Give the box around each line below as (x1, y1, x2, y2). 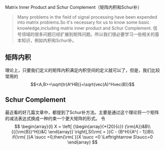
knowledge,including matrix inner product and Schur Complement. (17, 25, 152, 31)
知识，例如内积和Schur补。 (21, 37, 77, 43)
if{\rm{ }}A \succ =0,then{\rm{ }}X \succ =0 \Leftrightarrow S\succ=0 (12, 134, 153, 140)
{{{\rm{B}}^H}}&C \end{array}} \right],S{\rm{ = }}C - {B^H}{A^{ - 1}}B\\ (11, 128, 154, 134)
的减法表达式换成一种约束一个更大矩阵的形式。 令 (5, 115, 106, 121)
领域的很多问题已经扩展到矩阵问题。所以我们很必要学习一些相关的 (21, 31, 155, 37)
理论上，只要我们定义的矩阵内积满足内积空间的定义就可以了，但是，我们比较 (5, 67, 160, 73)
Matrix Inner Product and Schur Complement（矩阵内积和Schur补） (5, 4, 142, 10)
